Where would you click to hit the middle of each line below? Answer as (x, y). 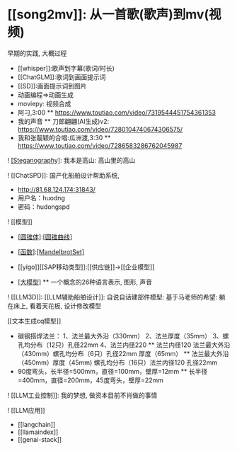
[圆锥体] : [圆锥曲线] (45, 236)
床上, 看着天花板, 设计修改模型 (57, 306)
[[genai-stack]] (40, 439)
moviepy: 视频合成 (44, 103)
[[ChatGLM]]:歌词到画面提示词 (62, 77)
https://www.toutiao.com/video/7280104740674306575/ (100, 129)
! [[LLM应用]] (26, 410)
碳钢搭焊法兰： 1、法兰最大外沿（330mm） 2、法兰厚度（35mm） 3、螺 (123, 336)
